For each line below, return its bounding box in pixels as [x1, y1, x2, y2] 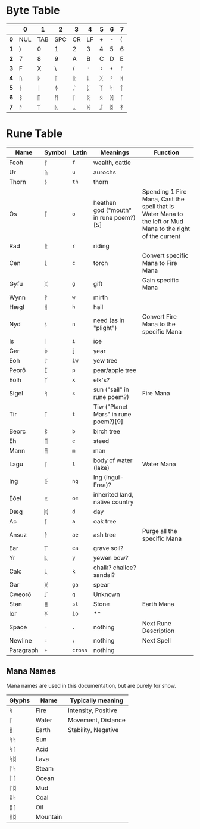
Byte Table [6, 4, 60, 17]
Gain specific [142, 276, 179, 284]
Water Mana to [142, 210, 183, 218]
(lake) [93, 463, 110, 472]
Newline [9, 636, 32, 644]
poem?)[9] [93, 417, 124, 426]
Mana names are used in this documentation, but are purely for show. [6, 682, 177, 689]
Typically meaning [70, 696, 124, 705]
